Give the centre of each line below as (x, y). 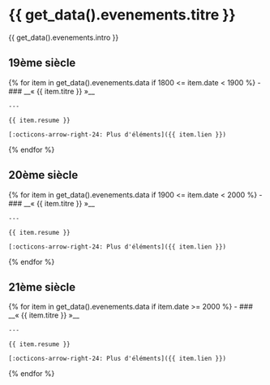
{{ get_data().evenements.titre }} (122, 15)
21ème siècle (42, 287)
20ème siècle (43, 175)
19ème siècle (42, 63)
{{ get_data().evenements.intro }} (64, 37)
